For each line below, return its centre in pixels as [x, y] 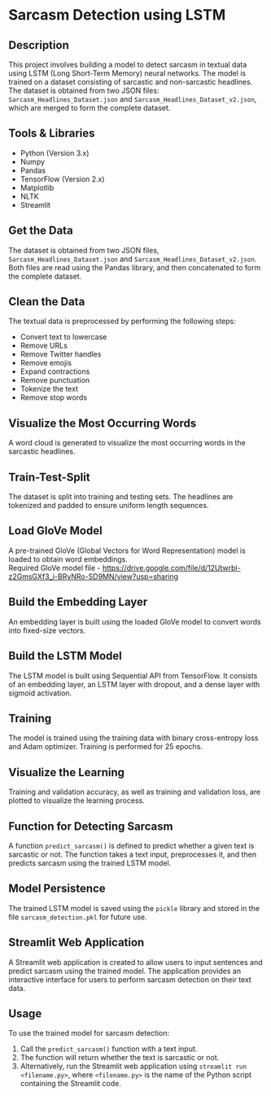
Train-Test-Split [50, 477]
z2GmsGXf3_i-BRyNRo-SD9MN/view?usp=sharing [94, 576]
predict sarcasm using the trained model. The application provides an [125, 971]
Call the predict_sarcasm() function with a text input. [109, 1049]
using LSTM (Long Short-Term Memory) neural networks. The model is [127, 73]
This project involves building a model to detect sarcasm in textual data [128, 64]
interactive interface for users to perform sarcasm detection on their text [130, 980]
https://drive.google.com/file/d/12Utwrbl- [172, 568]
